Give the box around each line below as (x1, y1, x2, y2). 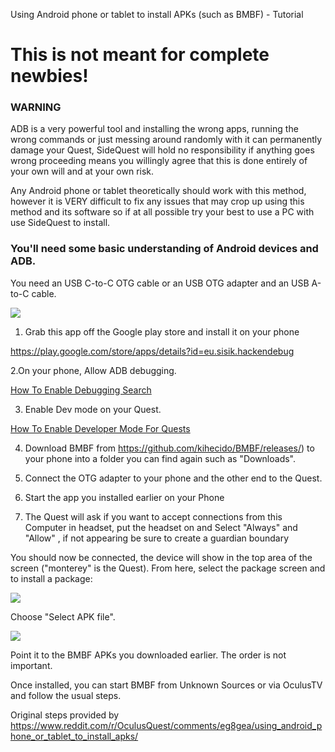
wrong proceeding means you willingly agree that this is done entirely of (10, 155, 308, 167)
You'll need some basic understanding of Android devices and (10, 242, 319, 256)
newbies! (10, 65, 89, 88)
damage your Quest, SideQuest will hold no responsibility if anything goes (10, 144, 315, 156)
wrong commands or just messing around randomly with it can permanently (10, 134, 323, 146)
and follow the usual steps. (10, 689, 122, 701)
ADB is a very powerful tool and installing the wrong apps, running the (10, 123, 299, 135)
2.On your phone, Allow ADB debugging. (10, 364, 177, 376)
